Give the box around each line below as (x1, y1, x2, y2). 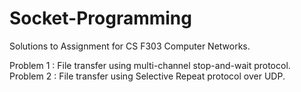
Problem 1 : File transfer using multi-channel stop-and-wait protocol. (9, 59, 291, 71)
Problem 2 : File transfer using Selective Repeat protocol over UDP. (9, 70, 286, 82)
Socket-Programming (9, 7, 192, 30)
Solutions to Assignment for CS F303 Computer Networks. (9, 40, 251, 52)
